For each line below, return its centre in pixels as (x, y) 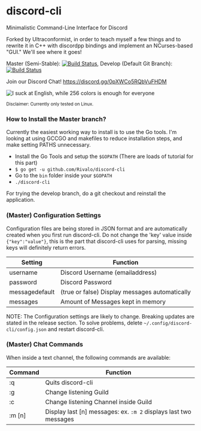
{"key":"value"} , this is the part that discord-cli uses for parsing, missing (97, 241)
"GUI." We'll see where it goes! (44, 51)
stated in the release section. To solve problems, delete (74, 323)
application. (21, 200)
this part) (26, 163)
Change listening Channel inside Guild (99, 402)
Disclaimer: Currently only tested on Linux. (50, 104)
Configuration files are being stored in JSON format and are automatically (97, 228)
